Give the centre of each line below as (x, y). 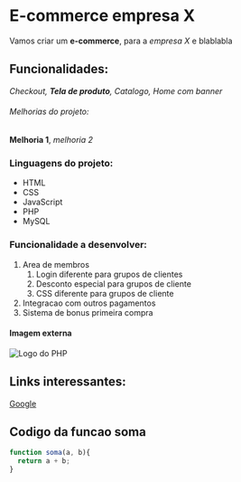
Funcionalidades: (59, 69)
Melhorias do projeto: (49, 112)
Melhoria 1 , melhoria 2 (51, 139)
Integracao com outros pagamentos (89, 303)
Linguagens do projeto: (61, 163)
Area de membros (56, 264)
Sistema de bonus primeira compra (88, 312)
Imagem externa (41, 333)
